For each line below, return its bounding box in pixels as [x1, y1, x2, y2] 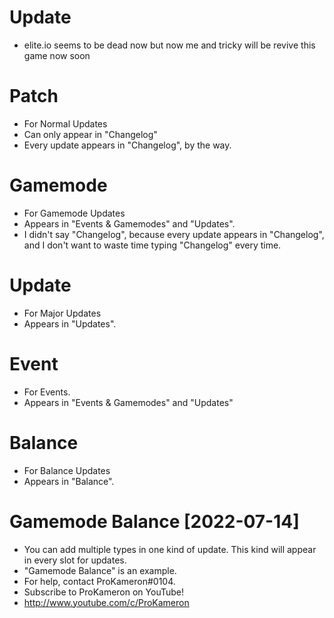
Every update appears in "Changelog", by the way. [23, 139, 232, 151]
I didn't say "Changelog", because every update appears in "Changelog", [23, 228, 325, 240]
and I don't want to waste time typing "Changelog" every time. [23, 239, 282, 251]
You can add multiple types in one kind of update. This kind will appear [23, 543, 317, 555]
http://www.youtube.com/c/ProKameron [23, 596, 190, 608]
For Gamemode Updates [23, 207, 126, 219]
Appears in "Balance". [23, 475, 115, 487]
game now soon [23, 49, 91, 61]
